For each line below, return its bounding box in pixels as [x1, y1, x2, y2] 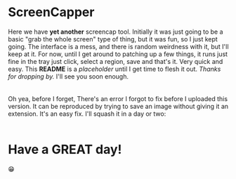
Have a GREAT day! [8, 142, 122, 158]
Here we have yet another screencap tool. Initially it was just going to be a [8, 27, 223, 36]
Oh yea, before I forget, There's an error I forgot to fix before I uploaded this [8, 94, 228, 102]
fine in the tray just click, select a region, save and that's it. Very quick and [8, 57, 223, 65]
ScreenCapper [8, 4, 95, 20]
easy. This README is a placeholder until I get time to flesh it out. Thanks [8, 65, 221, 73]
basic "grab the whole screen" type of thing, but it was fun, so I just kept [8, 34, 218, 43]
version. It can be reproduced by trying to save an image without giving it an [8, 102, 229, 110]
